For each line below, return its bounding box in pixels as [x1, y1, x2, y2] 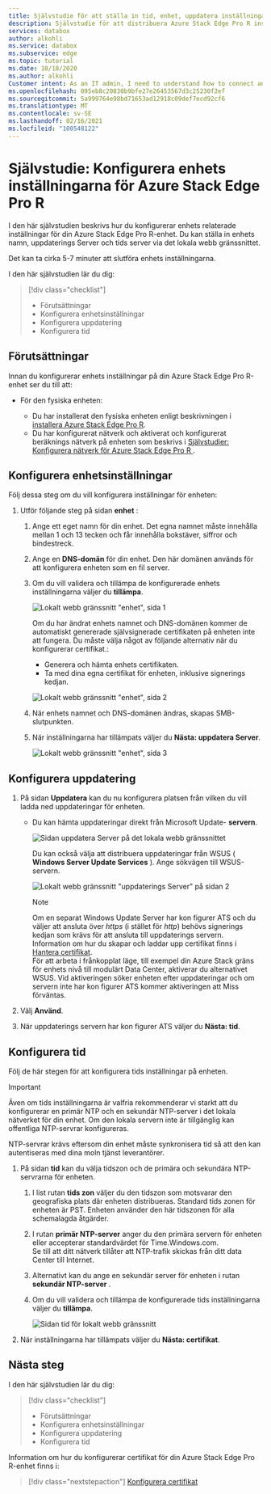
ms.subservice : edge [8, 49, 78, 57]
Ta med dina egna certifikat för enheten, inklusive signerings [44, 669, 246, 678]
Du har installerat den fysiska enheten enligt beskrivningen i [31, 411, 231, 420]
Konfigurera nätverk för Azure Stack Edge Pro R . [31, 445, 195, 455]
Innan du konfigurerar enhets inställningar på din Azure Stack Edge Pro [8, 371, 244, 381]
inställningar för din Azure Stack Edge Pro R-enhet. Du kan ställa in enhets [8, 229, 256, 238]
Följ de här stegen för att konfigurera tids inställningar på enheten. [8, 1066, 228, 1076]
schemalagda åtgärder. [31, 1213, 109, 1223]
